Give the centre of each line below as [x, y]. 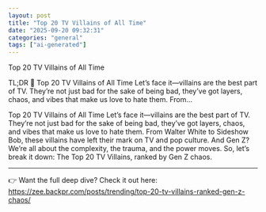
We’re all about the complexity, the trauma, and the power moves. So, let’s [129, 149]
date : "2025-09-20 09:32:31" [56, 30]
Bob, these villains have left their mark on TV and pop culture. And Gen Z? [129, 140]
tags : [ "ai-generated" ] [47, 45]
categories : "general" [46, 38]
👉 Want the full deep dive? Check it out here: [83, 180]
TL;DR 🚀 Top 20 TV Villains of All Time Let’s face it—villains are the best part [133, 83]
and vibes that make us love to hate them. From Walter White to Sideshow [129, 132]
